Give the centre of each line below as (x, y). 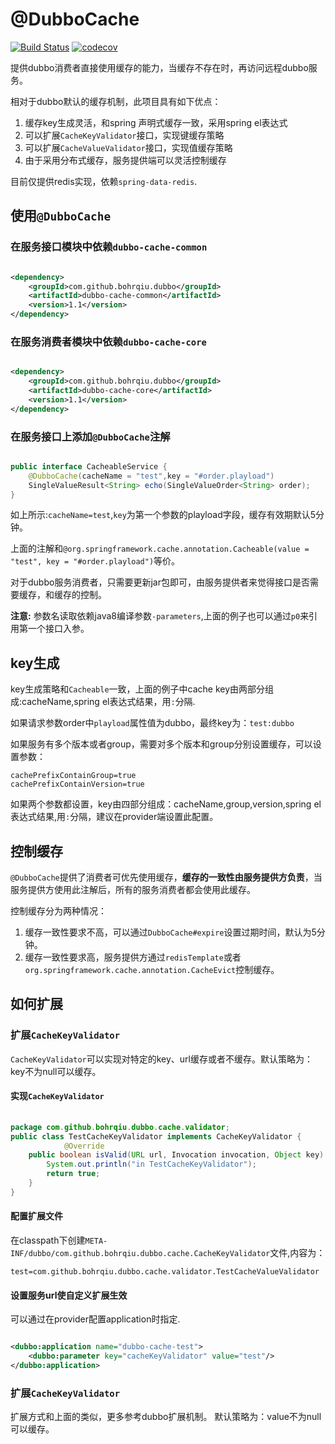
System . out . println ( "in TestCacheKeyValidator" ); (151, 1164)
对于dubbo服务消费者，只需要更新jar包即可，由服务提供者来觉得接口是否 (160, 582)
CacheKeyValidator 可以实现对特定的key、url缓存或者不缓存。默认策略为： (161, 1059)
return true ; (73, 1174)
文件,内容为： (297, 1253)
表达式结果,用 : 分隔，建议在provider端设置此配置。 (114, 817)
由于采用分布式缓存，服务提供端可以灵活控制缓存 (125, 160)
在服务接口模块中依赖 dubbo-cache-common (109, 247)
